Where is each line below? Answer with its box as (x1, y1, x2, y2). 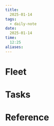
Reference (5, 112, 49, 123)
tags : (5, 16, 16, 21)
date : (5, 26, 16, 31)
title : (5, 7, 19, 12)
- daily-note (9, 21, 37, 26)
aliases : (5, 44, 23, 49)
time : (5, 35, 16, 40)
